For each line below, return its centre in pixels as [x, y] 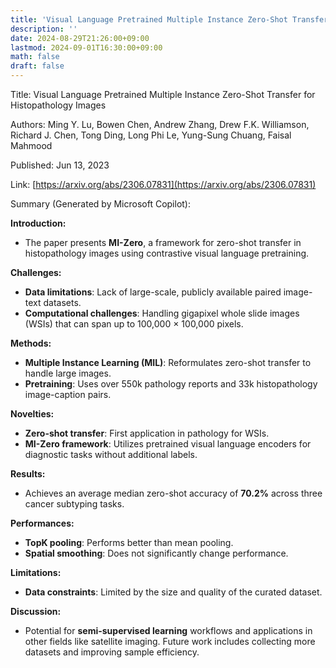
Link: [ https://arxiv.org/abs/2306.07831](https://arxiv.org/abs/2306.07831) [163, 184]
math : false [35, 57]
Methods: [31, 343]
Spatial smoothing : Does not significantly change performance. [156, 553]
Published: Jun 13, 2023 [60, 165]
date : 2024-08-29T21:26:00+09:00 [80, 38]
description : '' [44, 29]
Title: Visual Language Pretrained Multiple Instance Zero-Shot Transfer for [163, 94]
